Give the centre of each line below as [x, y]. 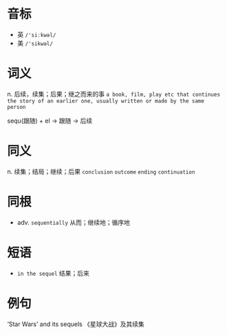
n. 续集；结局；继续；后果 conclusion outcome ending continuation [101, 171]
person [17, 107]
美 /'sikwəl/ [35, 43]
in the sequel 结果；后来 [53, 273]
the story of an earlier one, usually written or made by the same [106, 101]
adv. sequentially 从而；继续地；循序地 [74, 222]
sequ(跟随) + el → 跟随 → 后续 [50, 121]
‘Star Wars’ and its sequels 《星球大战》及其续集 [76, 324]
